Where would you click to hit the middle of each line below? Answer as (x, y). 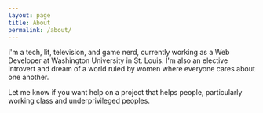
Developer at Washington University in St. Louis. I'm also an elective (118, 60)
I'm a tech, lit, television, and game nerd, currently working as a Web (119, 53)
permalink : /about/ (40, 30)
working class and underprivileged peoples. (79, 101)
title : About (29, 23)
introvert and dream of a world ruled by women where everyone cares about (131, 69)
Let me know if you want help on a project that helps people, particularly (125, 93)
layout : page (29, 15)
